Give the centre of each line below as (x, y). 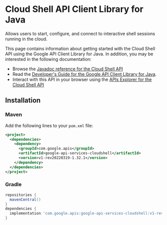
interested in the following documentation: (48, 59)
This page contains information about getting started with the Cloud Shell (80, 48)
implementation (25, 214)
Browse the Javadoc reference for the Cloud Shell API (68, 69)
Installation (23, 101)
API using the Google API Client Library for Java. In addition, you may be (79, 54)
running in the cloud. (26, 39)
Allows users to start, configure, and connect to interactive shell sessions (80, 33)
